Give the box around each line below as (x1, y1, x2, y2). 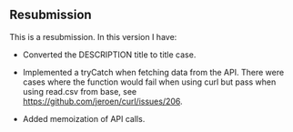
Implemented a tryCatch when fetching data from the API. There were (22, 66, 285, 77)
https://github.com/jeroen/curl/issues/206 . (22, 96, 184, 107)
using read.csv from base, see (22, 86, 137, 96)
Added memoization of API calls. (22, 113, 146, 124)
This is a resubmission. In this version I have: (9, 31, 177, 42)
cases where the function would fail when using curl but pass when (22, 76, 277, 87)
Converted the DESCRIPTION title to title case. (22, 49, 197, 60)
